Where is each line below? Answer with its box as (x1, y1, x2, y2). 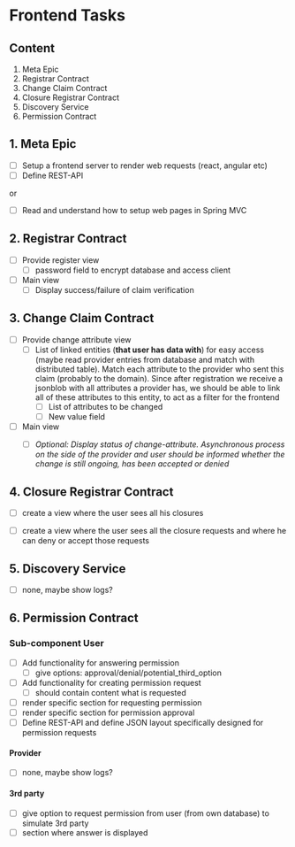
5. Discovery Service (9, 561, 126, 576)
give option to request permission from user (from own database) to (21, 807, 269, 819)
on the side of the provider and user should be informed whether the (34, 449, 285, 460)
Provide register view (21, 254, 100, 266)
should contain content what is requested (34, 687, 187, 697)
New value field (48, 412, 106, 422)
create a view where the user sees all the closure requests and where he (21, 526, 287, 536)
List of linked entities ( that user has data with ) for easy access (34, 344, 265, 355)
